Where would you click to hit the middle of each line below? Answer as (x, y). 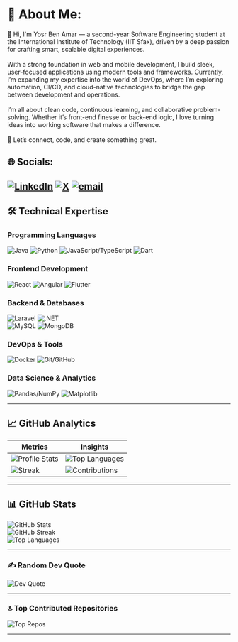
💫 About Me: (45, 15)
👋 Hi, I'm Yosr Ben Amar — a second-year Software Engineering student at (116, 34)
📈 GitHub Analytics (52, 423)
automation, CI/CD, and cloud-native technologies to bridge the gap (106, 87)
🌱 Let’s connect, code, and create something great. (82, 140)
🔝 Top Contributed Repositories (63, 609)
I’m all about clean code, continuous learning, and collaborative (100, 109)
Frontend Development (48, 269)
